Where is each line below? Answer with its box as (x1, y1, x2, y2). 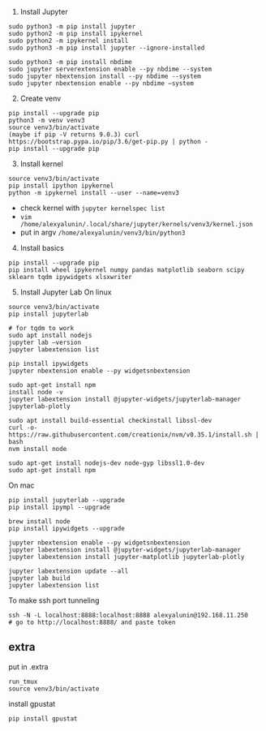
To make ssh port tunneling (8, 596, 100, 605)
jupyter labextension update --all (8, 567, 129, 575)
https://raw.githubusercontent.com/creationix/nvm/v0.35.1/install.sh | (8, 431, 260, 439)
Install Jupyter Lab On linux (19, 287, 112, 297)
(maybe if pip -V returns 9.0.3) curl (8, 131, 139, 139)
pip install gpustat (8, 714, 79, 723)
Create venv (19, 93, 62, 103)
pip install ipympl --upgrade (8, 503, 111, 511)
